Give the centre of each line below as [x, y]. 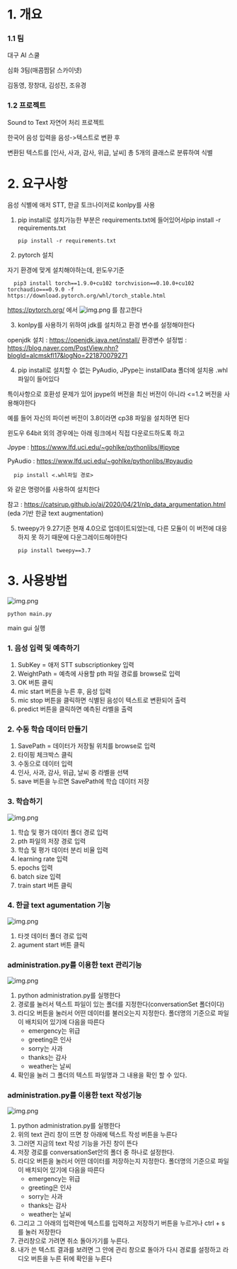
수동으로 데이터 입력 [45, 764]
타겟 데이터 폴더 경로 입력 [53, 936]
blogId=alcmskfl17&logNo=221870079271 [68, 355]
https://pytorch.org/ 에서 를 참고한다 [75, 310]
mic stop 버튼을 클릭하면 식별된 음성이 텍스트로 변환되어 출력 [102, 700]
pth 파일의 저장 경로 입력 [52, 841]
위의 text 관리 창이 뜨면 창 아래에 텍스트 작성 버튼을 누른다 [98, 1134]
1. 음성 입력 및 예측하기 [44, 648]
